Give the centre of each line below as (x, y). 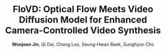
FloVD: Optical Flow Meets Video (83, 9)
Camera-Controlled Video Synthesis (83, 30)
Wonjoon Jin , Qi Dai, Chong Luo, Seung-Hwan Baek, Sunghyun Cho (83, 44)
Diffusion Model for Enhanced (83, 20)
